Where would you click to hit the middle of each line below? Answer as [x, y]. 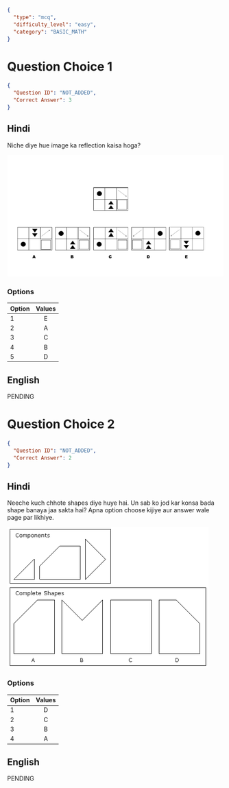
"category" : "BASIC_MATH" [50, 32]
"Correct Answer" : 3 [43, 100]
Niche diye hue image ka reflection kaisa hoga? [74, 145]
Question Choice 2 [61, 424]
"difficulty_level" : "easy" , [55, 24]
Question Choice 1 [60, 66]
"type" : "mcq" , [35, 17]
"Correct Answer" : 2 [43, 458]
